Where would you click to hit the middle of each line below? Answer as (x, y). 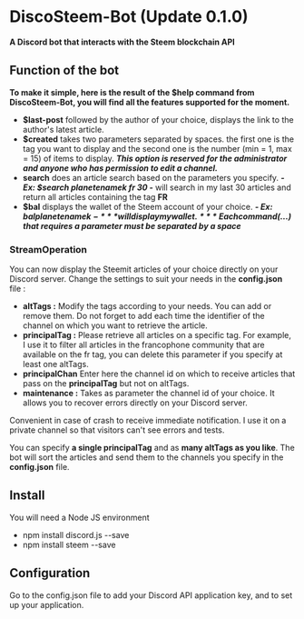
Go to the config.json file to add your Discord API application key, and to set (151, 595)
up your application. (47, 604)
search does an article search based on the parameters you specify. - (153, 177)
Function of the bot (64, 70)
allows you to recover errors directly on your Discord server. (135, 403)
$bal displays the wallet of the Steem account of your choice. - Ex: (147, 206)
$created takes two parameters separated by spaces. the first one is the (158, 139)
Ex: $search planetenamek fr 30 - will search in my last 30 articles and (157, 187)
